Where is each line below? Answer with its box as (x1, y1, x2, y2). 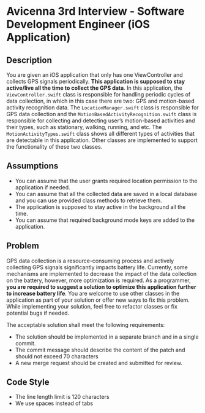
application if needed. (15, 183, 70, 191)
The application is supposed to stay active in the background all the (15, 203, 186, 210)
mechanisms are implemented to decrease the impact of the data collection (6, 270, 197, 277)
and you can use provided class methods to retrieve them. (15, 197, 162, 204)
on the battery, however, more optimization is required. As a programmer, (6, 277, 191, 284)
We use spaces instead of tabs (15, 399, 94, 407)
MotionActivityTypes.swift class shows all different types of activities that (6, 130, 195, 137)
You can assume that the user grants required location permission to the (15, 177, 198, 184)
